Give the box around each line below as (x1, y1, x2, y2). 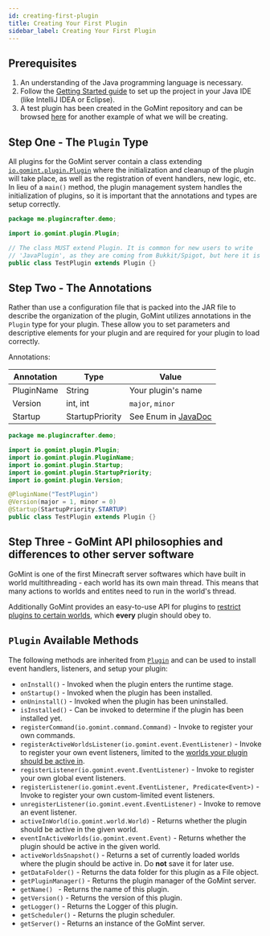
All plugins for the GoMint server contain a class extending (8, 157, 202, 166)
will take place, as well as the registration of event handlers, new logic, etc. (8, 174, 256, 183)
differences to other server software (8, 548, 194, 561)
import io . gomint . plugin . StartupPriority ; (8, 468, 153, 477)
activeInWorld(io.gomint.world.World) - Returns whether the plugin (19, 815, 247, 825)
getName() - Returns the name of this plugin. (19, 884, 170, 893)
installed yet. (19, 713, 63, 723)
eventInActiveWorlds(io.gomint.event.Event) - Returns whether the (19, 833, 247, 843)
